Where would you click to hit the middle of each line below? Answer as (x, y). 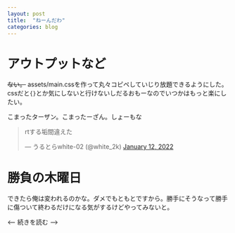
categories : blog (33, 27)
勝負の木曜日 (45, 178)
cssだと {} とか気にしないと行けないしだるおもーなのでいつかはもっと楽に (114, 93)
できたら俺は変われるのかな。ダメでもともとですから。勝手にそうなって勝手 (118, 199)
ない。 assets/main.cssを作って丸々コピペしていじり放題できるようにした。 (118, 84)
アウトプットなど (57, 64)
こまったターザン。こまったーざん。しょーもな (75, 117)
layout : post (26, 14)
